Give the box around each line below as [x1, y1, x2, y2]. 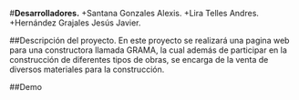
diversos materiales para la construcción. [9, 64, 165, 75]
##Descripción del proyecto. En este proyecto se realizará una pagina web [9, 35, 290, 45]
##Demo [9, 82, 43, 92]
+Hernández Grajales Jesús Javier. [9, 17, 141, 28]
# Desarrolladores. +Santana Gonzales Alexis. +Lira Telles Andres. [9, 8, 260, 18]
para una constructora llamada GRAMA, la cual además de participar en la [9, 45, 287, 55]
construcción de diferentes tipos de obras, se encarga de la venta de [9, 55, 269, 65]
